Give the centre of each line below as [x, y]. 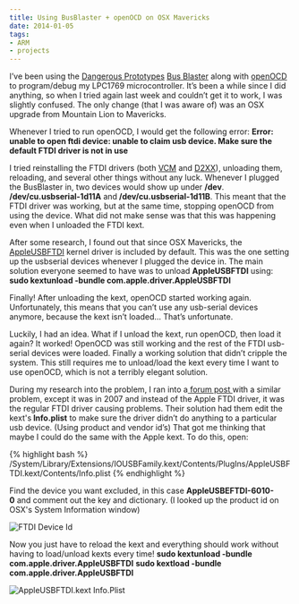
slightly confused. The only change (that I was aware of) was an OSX [137, 105]
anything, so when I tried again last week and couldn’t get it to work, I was [146, 96]
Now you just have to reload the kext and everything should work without [144, 544]
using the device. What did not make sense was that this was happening [142, 216]
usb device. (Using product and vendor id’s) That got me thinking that [137, 428]
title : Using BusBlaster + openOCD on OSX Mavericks [110, 17]
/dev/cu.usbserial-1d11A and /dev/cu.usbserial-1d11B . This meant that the [148, 197]
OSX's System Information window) [75, 510]
